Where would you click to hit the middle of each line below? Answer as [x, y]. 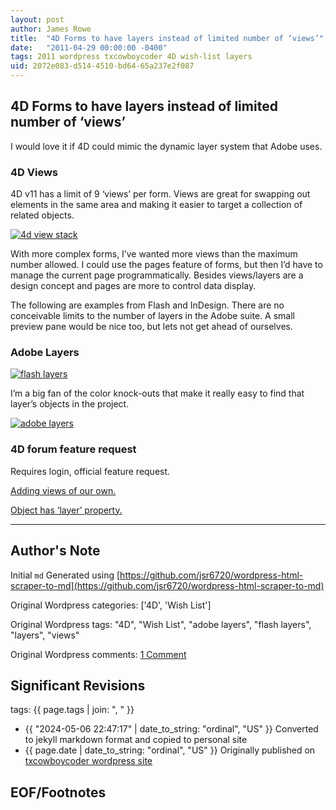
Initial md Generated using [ [65, 575]
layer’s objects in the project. [70, 404]
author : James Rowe [51, 29]
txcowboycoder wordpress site [88, 761]
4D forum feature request [73, 449]
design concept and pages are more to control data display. [133, 286]
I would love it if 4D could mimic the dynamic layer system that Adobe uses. [166, 146]
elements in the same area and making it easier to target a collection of [156, 205]
